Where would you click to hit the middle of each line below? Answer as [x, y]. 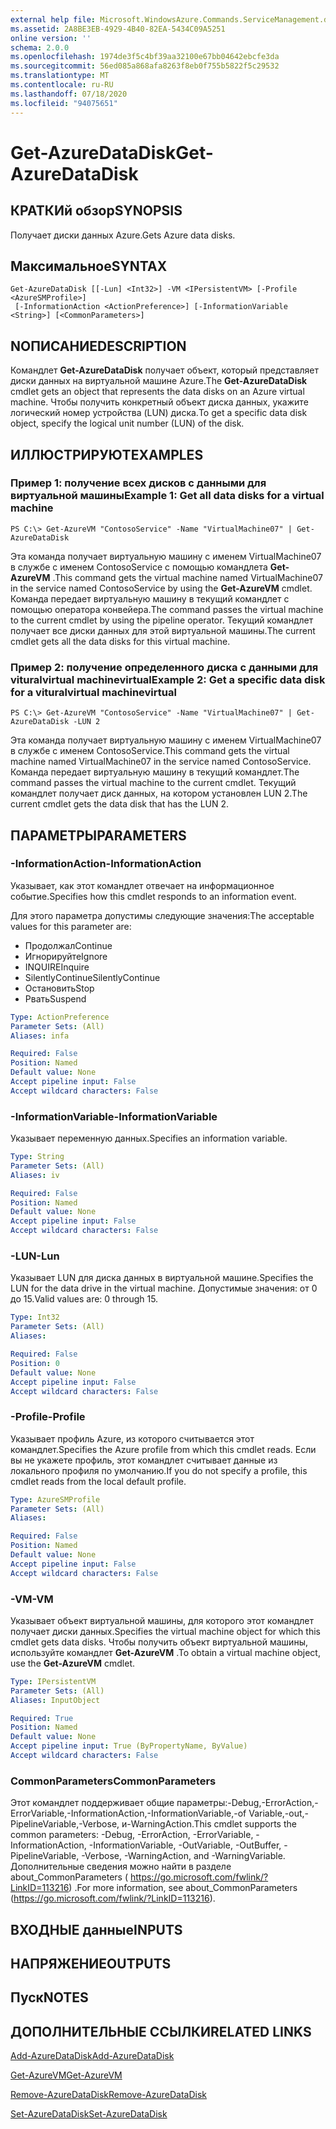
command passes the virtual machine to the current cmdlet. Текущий [153, 783]
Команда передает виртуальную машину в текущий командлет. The [155, 772]
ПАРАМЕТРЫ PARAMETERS [98, 835]
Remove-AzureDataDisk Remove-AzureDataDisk [108, 2095]
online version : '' [51, 38]
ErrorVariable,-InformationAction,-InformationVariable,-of [128, 1813]
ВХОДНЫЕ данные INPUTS [96, 1929]
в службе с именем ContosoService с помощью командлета [139, 567]
